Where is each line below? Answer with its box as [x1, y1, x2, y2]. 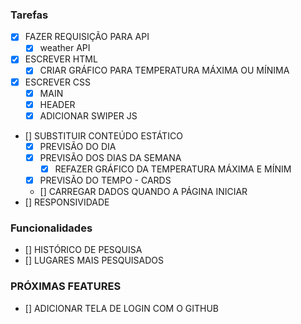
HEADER [39, 98, 76, 110]
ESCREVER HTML [24, 53, 98, 65]
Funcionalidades [10, 221, 93, 235]
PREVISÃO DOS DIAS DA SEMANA [39, 151, 182, 163]
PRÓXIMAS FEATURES [10, 279, 122, 293]
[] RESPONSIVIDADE [24, 196, 110, 208]
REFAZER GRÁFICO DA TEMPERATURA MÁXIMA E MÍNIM [54, 163, 292, 175]
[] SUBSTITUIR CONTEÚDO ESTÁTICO [24, 129, 183, 142]
